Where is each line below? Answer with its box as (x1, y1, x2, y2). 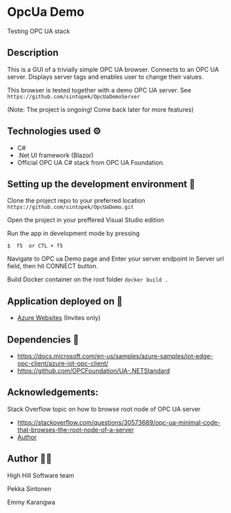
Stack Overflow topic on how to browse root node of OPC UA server (7, 405, 201, 413)
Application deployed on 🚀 (7, 295, 123, 307)
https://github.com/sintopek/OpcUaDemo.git (7, 204, 134, 211)
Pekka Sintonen (7, 484, 52, 493)
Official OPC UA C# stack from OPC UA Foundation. (17, 158, 165, 166)
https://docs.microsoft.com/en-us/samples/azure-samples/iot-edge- (17, 352, 214, 360)
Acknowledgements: (7, 387, 99, 399)
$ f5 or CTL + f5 (7, 243, 63, 250)
